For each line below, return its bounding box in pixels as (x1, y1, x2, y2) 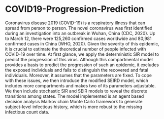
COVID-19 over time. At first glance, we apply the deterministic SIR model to (5, 51, 159, 57)
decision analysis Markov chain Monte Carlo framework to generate (5, 98, 143, 104)
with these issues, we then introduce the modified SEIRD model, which (5, 78, 149, 83)
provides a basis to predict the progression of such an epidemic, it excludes (5, 62, 159, 68)
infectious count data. (5, 109, 50, 115)
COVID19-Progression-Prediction (5, 3, 144, 15)
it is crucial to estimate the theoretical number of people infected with (5, 46, 146, 52)
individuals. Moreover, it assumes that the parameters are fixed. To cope (5, 72, 152, 78)
